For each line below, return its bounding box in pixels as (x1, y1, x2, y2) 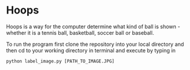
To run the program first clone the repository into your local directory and (6, 41, 184, 48)
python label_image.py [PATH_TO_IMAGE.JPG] (6, 58, 115, 64)
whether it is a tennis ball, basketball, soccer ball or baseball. (6, 29, 155, 36)
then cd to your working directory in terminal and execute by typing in (6, 46, 176, 54)
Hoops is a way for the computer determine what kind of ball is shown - (6, 23, 181, 30)
